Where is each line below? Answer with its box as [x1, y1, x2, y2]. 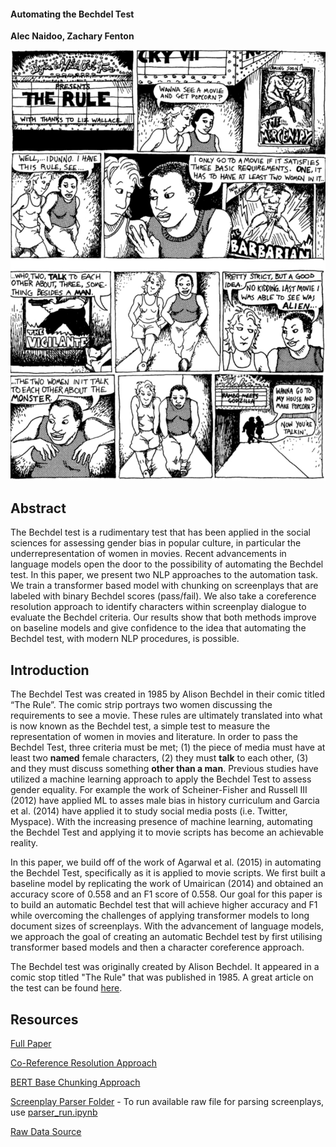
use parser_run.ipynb [10, 1106, 98, 1118]
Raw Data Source [10, 1126, 82, 1137]
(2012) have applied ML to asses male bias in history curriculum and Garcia [10, 795, 320, 807]
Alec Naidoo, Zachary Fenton [10, 30, 135, 42]
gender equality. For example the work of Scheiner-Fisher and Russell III [10, 784, 308, 796]
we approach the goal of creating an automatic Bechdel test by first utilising [10, 931, 323, 943]
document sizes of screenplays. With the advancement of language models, [10, 920, 325, 932]
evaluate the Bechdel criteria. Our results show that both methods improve [10, 611, 317, 624]
